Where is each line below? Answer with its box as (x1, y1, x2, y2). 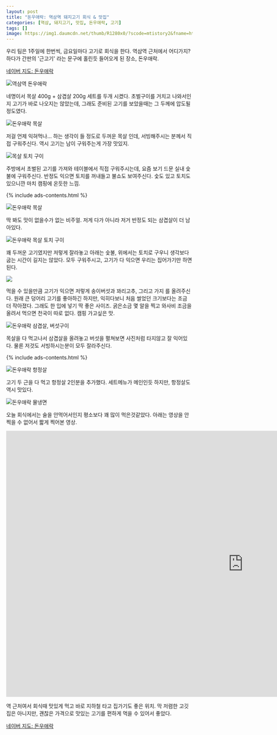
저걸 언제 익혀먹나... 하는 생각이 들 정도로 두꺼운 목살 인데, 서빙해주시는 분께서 (6, 132, 186, 140)
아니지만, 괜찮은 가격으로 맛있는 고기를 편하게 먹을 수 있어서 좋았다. (17, 710, 172, 717)
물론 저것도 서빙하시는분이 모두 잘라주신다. (14, 342, 112, 349)
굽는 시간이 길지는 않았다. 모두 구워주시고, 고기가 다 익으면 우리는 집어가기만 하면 (6, 257, 192, 264)
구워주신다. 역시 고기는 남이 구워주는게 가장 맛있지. (12, 140, 129, 147)
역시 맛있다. (6, 386, 34, 393)
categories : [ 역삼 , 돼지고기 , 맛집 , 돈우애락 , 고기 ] (6, 20, 121, 25)
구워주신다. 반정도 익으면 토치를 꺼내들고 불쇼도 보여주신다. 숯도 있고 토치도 (17, 173, 191, 180)
